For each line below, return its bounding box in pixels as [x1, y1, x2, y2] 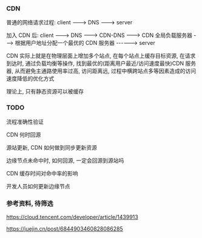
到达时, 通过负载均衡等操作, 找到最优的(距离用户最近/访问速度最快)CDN [6, 59, 184, 67]
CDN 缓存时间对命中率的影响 [6, 169, 78, 177]
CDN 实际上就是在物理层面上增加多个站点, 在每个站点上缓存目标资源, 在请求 [6, 52, 196, 59]
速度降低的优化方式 [6, 75, 55, 83]
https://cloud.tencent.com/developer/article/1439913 [6, 213, 138, 220]
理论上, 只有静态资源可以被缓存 [6, 88, 84, 95]
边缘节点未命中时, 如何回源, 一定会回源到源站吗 [6, 157, 124, 164]
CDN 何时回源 [6, 131, 41, 138]
